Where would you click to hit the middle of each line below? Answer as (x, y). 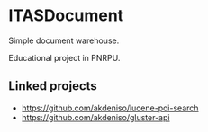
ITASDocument (66, 16)
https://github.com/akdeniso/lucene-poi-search (110, 108)
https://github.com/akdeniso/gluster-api (95, 117)
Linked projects (53, 86)
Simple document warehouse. (64, 40)
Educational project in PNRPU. (64, 57)
